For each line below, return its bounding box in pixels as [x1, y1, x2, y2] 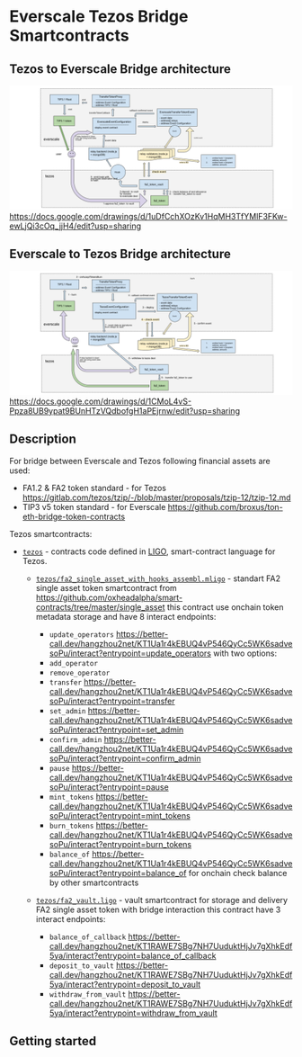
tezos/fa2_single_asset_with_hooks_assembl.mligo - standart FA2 [35, 573, 281, 584]
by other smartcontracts [49, 877, 139, 888]
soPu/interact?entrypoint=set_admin [49, 724, 184, 735]
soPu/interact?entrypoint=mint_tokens [49, 810, 191, 820]
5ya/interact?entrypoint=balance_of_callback [49, 950, 217, 961]
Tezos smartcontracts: [9, 528, 93, 539]
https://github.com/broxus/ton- [167, 501, 283, 512]
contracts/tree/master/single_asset [35, 601, 165, 613]
